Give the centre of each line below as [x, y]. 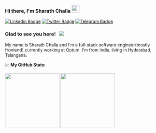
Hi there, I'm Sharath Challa [38, 11]
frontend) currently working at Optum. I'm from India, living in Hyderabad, [78, 50]
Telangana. [16, 55]
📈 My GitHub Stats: [25, 65]
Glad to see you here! [30, 34]
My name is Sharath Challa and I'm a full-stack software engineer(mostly [78, 45]
